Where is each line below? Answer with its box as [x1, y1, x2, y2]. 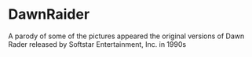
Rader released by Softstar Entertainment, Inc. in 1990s [8, 39, 187, 48]
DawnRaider [8, 5, 90, 23]
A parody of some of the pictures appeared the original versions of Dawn [8, 31, 245, 41]
